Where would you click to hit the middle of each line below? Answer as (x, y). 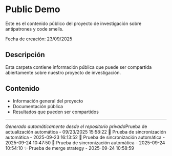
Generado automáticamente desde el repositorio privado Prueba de (76, 126)
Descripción (25, 55)
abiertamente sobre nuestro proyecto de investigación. (63, 72)
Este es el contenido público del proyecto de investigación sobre (73, 23)
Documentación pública (38, 106)
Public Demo (33, 9)
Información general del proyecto (48, 101)
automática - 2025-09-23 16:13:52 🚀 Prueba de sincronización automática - (85, 137)
